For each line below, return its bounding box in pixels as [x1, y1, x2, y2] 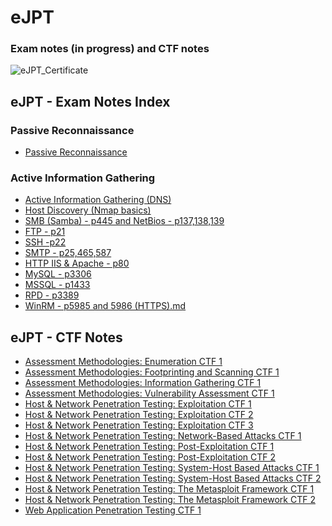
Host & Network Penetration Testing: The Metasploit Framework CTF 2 [24, 494, 316, 506]
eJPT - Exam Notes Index [10, 93, 171, 110]
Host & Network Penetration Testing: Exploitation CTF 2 [24, 409, 254, 421]
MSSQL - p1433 [24, 279, 91, 291]
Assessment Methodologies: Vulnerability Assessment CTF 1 [24, 387, 275, 400]
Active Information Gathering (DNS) [24, 194, 172, 206]
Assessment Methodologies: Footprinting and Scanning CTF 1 [24, 366, 280, 378]
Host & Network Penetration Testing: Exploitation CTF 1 [24, 398, 252, 410]
